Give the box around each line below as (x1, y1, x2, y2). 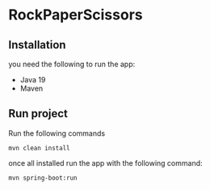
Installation (8, 38, 66, 52)
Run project (8, 107, 69, 120)
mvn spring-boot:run (8, 174, 78, 182)
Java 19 (19, 75, 46, 84)
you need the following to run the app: (8, 59, 136, 69)
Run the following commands (8, 128, 106, 138)
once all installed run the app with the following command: (8, 158, 204, 167)
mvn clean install (8, 144, 70, 152)
